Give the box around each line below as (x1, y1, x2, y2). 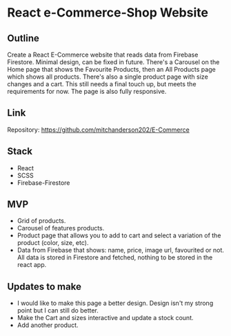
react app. (17, 261, 47, 269)
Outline (7, 32, 39, 44)
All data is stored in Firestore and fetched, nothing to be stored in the (17, 253, 213, 261)
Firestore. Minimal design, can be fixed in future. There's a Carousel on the (7, 58, 220, 66)
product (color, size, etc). (17, 239, 89, 247)
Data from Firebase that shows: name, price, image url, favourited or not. (17, 246, 224, 255)
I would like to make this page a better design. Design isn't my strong (17, 299, 214, 308)
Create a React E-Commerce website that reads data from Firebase (7, 50, 199, 59)
